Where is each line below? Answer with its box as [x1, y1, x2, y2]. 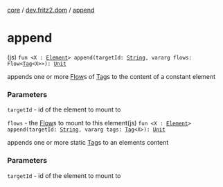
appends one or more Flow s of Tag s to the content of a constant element [7, 72, 216, 80]
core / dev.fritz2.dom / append [7, 6, 95, 14]
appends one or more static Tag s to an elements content [7, 139, 169, 147]
